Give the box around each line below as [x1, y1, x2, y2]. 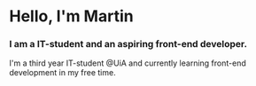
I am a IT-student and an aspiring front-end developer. [9, 38, 248, 51]
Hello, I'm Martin [9, 6, 135, 27]
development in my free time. [9, 67, 117, 78]
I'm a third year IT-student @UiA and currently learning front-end [9, 58, 246, 68]
